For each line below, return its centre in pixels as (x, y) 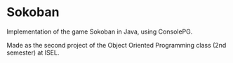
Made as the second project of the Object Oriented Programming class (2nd (116, 45)
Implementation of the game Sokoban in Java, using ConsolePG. (100, 31)
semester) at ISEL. (33, 52)
